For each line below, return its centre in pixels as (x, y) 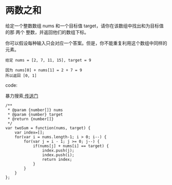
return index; (57, 159)
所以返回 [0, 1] (21, 76)
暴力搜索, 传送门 (22, 96)
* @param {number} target (35, 114)
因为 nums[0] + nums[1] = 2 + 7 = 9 (44, 70)
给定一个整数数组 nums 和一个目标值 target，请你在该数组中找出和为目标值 (84, 26)
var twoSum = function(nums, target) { (48, 128)
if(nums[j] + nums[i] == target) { (71, 146)
